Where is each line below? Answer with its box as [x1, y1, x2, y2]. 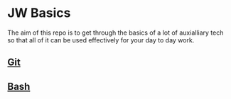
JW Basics [7, 5, 71, 21]
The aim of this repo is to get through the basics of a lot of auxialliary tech [7, 28, 224, 37]
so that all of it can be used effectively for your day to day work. [7, 35, 195, 44]
